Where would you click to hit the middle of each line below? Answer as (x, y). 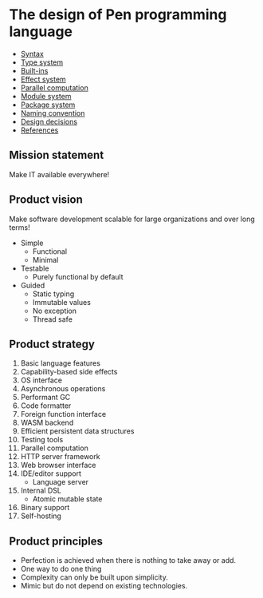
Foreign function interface (63, 414)
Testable (35, 268)
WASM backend (47, 423)
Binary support (45, 508)
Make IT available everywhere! (59, 174)
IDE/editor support (51, 473)
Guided (33, 285)
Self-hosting (41, 516)
